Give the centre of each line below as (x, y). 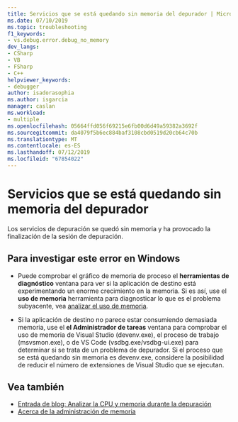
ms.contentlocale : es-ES (44, 146)
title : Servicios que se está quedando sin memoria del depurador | (110, 14)
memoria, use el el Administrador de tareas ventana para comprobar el (122, 327)
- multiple (23, 119)
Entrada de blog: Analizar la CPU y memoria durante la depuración (114, 404)
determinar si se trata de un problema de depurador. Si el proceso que (120, 350)
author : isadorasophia (41, 93)
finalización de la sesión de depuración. (66, 236)
